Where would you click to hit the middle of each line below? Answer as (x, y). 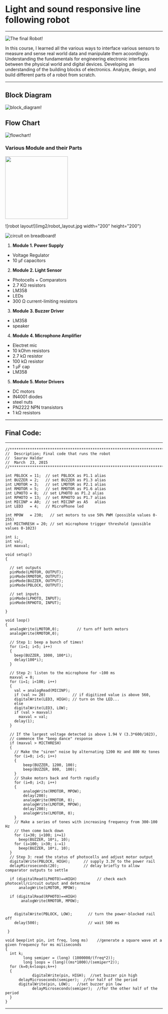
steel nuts (22, 402)
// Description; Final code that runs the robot (58, 454)
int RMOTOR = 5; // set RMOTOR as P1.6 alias (56, 489)
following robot (37, 20)
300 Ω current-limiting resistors (45, 301)
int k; (16, 953)
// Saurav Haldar (24, 458)
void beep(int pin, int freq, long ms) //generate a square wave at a (84, 940)
